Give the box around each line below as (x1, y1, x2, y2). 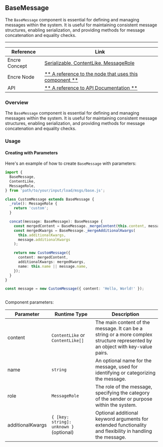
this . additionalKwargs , (17, 233, 66, 238)
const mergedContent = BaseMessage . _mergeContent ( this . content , (14, 223, 147, 228)
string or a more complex (95, 331, 153, 338)
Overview (5, 99, 29, 106)
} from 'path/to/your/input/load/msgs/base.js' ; (5, 188, 105, 193)
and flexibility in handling (95, 428, 152, 434)
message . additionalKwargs (17, 237, 70, 242)
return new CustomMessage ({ (14, 250, 70, 256)
